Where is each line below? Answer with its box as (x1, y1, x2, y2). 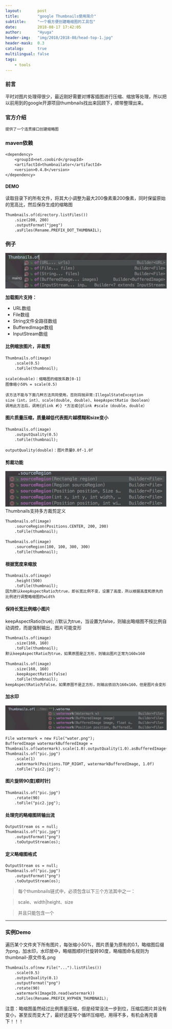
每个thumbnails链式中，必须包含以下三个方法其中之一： (17, 888, 136, 894)
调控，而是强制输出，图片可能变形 (9, 624, 82, 630)
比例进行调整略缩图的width (5, 594, 55, 600)
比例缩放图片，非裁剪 (5, 343, 50, 349)
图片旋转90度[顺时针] (5, 778, 51, 784)
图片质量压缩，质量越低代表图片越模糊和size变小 (5, 414, 109, 421)
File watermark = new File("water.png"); (5, 736, 95, 741)
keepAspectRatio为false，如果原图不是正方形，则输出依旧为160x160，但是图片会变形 (5, 682, 166, 687)
